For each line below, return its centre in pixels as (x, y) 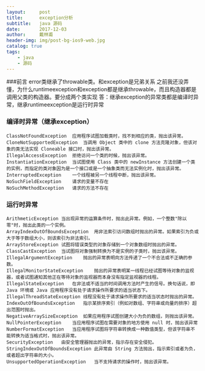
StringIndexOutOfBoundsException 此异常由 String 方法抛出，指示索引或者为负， (102, 349)
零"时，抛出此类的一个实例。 (37, 225)
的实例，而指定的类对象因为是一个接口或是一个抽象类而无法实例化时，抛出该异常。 (95, 168)
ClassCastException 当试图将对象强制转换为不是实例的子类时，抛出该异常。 (93, 252)
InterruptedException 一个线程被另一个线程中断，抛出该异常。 (83, 175)
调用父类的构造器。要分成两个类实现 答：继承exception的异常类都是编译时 (100, 97)
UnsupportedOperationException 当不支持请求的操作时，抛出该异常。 (89, 362)
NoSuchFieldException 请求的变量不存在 (58, 181)
